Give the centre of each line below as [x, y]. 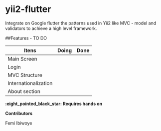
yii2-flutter [28, 9]
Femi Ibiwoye [19, 123]
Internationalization [30, 83]
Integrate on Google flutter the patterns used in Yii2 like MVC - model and [81, 23]
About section [24, 91]
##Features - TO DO [26, 38]
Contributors [19, 113]
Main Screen [22, 58]
